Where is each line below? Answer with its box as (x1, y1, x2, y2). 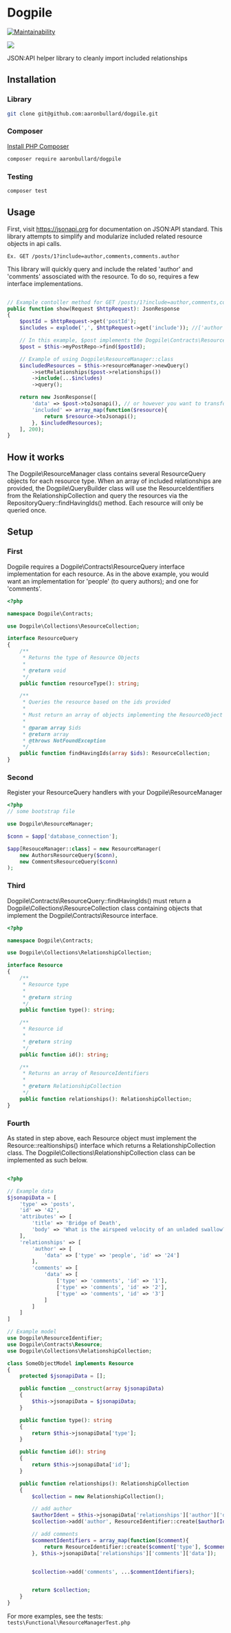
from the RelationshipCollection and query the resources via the (7, 491, 188, 500)
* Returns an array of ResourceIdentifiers (22, 1070, 149, 1077)
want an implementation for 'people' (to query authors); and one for (7, 577, 199, 585)
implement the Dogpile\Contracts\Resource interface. (7, 911, 158, 919)
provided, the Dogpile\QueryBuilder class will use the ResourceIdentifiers (7, 484, 214, 493)
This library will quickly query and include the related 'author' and (7, 265, 193, 273)
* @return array (22, 730, 69, 738)
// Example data (7, 1187, 54, 1195)
